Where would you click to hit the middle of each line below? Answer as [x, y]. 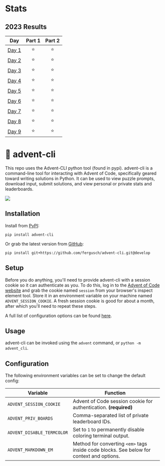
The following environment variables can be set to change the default [75, 376]
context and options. [96, 456]
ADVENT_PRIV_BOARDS [30, 419]
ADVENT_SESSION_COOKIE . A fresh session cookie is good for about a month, [80, 301]
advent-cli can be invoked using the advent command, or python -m [73, 343]
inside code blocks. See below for [112, 450]
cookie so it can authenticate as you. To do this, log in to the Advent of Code [82, 285]
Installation [23, 214]
